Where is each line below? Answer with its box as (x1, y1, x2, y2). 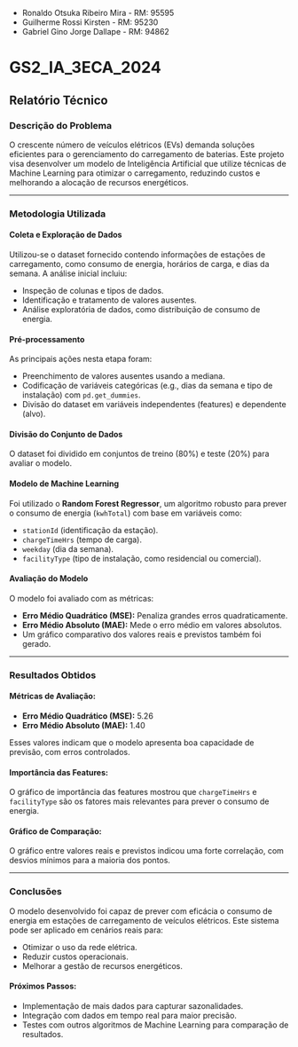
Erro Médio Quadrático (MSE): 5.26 (21, 710, 153, 721)
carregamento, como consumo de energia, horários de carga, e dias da (9, 259, 270, 269)
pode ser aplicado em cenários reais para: (9, 925, 164, 935)
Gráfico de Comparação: (9, 825, 102, 837)
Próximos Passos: (9, 980, 77, 992)
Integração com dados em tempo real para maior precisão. (21, 1010, 238, 1020)
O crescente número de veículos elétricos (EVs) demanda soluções (9, 139, 255, 150)
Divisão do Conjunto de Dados (9, 429, 123, 439)
